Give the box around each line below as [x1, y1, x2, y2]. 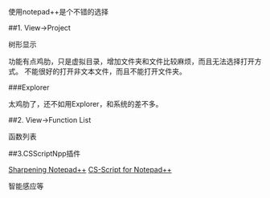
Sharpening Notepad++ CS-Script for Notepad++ [8, 165, 173, 174]
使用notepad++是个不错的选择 [8, 7, 108, 16]
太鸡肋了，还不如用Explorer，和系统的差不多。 [8, 99, 163, 108]
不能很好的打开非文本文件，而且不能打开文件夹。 [23, 67, 186, 76]
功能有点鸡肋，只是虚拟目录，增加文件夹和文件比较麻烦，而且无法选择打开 [8, 57, 255, 66]
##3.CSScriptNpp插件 [8, 149, 81, 158]
